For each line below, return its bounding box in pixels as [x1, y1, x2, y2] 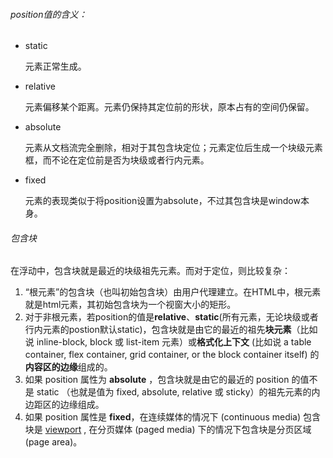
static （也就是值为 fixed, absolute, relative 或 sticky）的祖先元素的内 [36, 386, 321, 398]
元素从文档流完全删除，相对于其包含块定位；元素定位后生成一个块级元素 [24, 142, 323, 154]
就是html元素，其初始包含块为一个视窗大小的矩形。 [24, 299, 237, 311]
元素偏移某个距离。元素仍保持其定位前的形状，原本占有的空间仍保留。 [24, 101, 315, 113]
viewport [44, 424, 82, 436]
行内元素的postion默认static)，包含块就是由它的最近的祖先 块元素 [24, 324, 292, 336]
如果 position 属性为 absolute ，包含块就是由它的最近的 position [24, 374, 290, 386]
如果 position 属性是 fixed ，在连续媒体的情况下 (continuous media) [24, 411, 302, 423]
